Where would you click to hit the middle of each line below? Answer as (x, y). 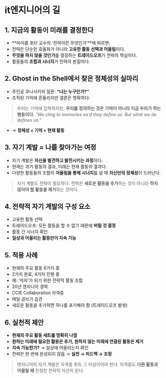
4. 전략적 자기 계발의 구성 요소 (48, 207)
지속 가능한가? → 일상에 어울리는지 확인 (50, 348)
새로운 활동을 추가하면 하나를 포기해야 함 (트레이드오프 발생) (70, 305)
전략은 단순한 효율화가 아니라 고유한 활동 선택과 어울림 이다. (68, 49)
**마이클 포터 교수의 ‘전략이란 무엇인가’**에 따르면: (61, 43)
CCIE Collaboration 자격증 (38, 293)
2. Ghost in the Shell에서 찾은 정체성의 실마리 (71, 79)
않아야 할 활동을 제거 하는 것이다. (48, 189)
